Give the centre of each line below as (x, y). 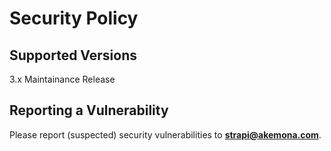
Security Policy (74, 18)
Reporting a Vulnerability (89, 110)
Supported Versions (73, 55)
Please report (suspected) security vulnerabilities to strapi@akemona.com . (165, 134)
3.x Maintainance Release (62, 79)
